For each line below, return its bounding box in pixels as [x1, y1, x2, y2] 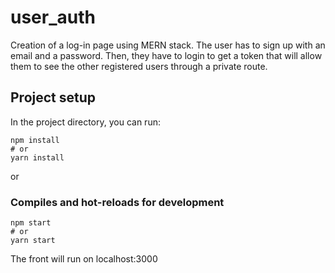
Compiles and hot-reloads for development [10, 195, 225, 209]
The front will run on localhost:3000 [10, 253, 158, 265]
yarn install [10, 152, 65, 163]
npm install [10, 135, 60, 145]
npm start [10, 218, 52, 228]
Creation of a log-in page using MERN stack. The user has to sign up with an [10, 39, 326, 51]
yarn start [10, 236, 56, 246]
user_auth [10, 6, 96, 29]
